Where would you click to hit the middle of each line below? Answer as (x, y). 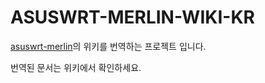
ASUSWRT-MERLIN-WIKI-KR (132, 17)
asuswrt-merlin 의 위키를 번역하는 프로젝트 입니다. (108, 46)
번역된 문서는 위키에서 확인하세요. (76, 67)
